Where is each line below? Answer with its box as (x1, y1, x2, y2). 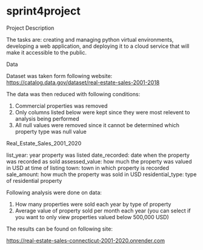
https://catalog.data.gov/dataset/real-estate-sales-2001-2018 (6, 79, 160, 86)
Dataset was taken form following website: (6, 72, 113, 79)
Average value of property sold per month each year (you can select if (15, 207, 191, 214)
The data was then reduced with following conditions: (6, 90, 141, 97)
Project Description (6, 24, 55, 31)
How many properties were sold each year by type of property (15, 200, 171, 208)
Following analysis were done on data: (6, 189, 102, 196)
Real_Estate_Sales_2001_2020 (6, 139, 82, 146)
